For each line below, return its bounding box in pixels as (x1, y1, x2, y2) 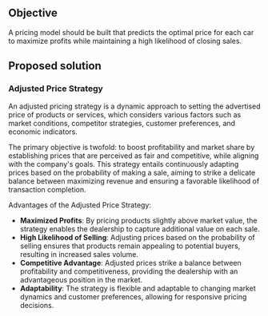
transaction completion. (8, 184, 86, 194)
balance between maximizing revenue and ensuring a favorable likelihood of (8, 176, 260, 186)
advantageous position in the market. (19, 275, 143, 284)
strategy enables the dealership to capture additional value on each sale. (19, 223, 260, 234)
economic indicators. (8, 127, 78, 136)
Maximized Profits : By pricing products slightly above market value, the (19, 215, 258, 225)
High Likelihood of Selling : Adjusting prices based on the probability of (19, 232, 255, 242)
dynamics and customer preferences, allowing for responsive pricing (19, 291, 247, 302)
